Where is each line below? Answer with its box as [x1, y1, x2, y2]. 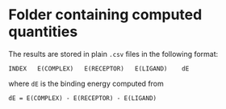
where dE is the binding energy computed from [8, 79, 164, 88]
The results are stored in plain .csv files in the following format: [8, 49, 219, 59]
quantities [8, 22, 78, 41]
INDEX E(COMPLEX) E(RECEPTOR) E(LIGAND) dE [8, 64, 190, 73]
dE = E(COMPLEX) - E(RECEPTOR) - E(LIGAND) [8, 94, 157, 102]
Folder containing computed [8, 6, 203, 24]
